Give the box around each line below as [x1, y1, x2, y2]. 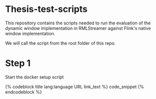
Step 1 [5, 58, 31, 69]
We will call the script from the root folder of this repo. [5, 40, 116, 46]
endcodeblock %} [5, 89, 42, 95]
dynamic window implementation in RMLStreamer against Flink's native [5, 25, 151, 31]
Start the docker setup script [5, 74, 64, 80]
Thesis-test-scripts [5, 3, 88, 15]
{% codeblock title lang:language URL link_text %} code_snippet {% [5, 84, 144, 90]
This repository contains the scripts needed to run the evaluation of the [5, 20, 151, 26]
